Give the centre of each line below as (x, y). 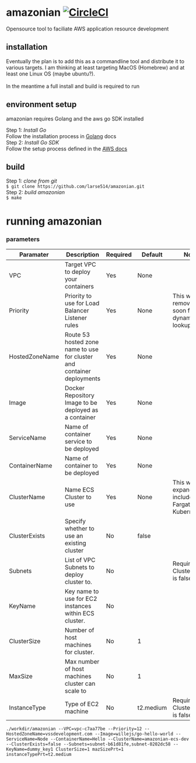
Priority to (78, 295)
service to (78, 441)
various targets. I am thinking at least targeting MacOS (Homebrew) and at (95, 67)
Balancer (77, 310)
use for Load (82, 303)
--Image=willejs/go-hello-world (134, 734)
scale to (75, 690)
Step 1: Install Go (26, 130)
